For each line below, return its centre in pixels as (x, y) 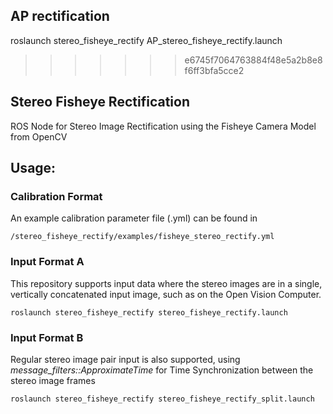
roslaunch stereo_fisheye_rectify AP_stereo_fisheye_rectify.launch (146, 40)
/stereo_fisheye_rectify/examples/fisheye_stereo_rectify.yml (142, 237)
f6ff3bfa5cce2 (214, 70)
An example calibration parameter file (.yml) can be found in (134, 218)
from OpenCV (39, 136)
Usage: (33, 168)
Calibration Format (56, 196)
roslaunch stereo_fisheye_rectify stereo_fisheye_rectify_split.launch (162, 399)
